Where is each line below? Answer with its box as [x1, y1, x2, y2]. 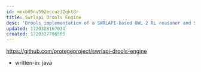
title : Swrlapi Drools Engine [6, 14, 82, 20]
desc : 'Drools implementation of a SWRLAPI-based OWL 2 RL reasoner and [6, 20, 191, 26]
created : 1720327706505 [6, 31, 66, 37]
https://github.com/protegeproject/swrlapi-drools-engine [6, 47, 147, 55]
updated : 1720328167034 [6, 25, 66, 32]
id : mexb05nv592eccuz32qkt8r [6, 8, 79, 15]
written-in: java [14, 59, 53, 67]
